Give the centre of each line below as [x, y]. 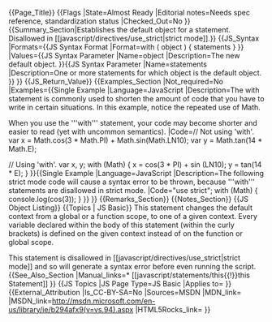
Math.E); [23, 149]
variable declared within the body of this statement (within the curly [122, 225]
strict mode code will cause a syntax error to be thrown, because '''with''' [132, 182]
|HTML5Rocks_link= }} [173, 309]
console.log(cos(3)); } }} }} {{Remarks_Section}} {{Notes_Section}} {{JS [129, 199]
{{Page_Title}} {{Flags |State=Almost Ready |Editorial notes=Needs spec [129, 13]
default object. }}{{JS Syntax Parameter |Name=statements [108, 64]
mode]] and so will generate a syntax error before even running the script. [132, 266]
